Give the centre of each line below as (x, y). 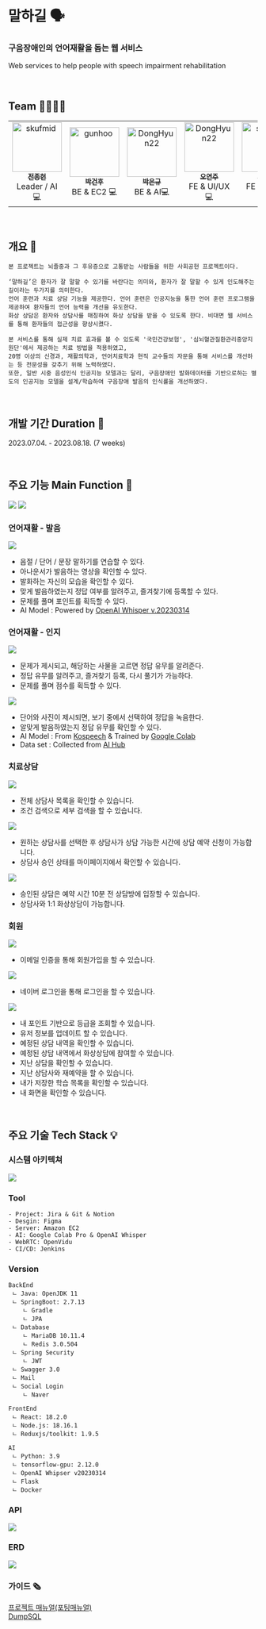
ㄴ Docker (27, 1490)
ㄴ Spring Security (43, 1353)
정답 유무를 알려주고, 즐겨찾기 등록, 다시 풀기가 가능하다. (106, 676)
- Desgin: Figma (35, 1221)
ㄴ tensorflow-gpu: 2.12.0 (55, 1465)
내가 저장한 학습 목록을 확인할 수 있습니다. (84, 1082)
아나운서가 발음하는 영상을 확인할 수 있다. (83, 571)
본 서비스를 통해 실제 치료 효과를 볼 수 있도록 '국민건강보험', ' (101, 340)
